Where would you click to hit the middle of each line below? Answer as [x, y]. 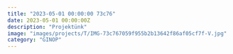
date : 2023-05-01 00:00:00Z [49, 20]
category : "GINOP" [34, 40]
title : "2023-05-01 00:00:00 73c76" [61, 14]
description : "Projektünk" [47, 27]
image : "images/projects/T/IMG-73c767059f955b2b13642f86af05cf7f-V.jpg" [117, 33]
